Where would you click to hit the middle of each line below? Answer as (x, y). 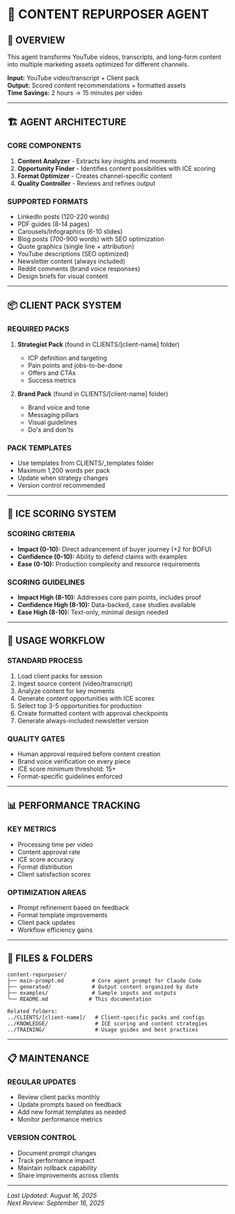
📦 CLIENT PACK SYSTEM (64, 306)
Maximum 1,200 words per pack (64, 470)
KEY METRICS (32, 829)
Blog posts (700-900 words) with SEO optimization (91, 239)
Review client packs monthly (58, 1097)
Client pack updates (46, 922)
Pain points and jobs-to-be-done (75, 365)
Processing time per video (55, 844)
